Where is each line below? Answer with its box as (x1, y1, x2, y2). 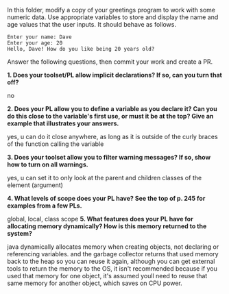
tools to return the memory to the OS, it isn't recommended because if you (7, 265, 217, 273)
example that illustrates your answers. (7, 119, 119, 127)
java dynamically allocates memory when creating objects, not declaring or (7, 243, 219, 251)
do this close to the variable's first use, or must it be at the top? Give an (7, 112, 214, 120)
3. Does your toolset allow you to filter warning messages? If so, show (7, 154, 211, 161)
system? (7, 230, 33, 237)
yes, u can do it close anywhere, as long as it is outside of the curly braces (7, 133, 218, 140)
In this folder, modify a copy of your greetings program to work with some (7, 6, 216, 14)
